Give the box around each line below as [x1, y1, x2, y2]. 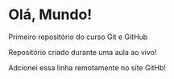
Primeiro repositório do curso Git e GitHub [8, 32, 148, 41]
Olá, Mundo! [8, 6, 93, 24]
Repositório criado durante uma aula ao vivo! [8, 47, 157, 57]
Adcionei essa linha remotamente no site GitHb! [8, 62, 167, 73]
